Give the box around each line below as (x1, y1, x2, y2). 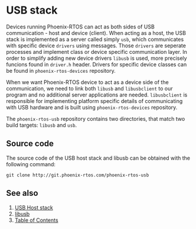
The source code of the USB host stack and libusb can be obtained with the (6, 154, 191, 162)
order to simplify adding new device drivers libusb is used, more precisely (6, 54, 187, 62)
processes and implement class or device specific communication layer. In (6, 48, 188, 55)
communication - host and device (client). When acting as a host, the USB (6, 29, 186, 36)
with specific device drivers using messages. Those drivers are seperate (6, 42, 186, 49)
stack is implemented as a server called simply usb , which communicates (6, 36, 184, 43)
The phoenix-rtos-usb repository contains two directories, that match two (6, 115, 185, 122)
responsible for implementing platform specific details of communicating (6, 97, 183, 104)
